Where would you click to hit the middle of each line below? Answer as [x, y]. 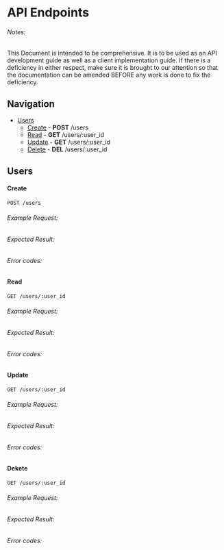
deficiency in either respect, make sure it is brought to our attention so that [113, 68]
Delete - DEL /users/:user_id [67, 149]
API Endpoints [48, 13]
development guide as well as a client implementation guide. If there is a [109, 60]
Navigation [31, 104]
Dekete [17, 468]
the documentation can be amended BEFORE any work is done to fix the [109, 75]
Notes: [16, 32]
